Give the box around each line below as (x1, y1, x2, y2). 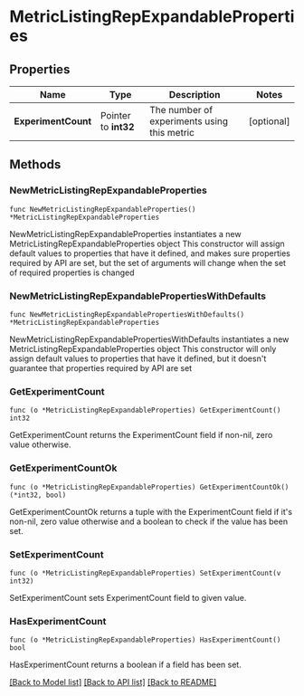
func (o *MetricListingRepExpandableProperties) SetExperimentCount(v (9, 568, 281, 577)
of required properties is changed (9, 267, 135, 278)
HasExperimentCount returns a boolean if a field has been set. (9, 659, 242, 671)
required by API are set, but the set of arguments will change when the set (9, 257, 287, 268)
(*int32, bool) (9, 491, 67, 500)
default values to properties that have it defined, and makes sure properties (9, 247, 291, 259)
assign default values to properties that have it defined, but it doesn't (9, 353, 267, 364)
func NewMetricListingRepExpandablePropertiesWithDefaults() (9, 310, 245, 319)
